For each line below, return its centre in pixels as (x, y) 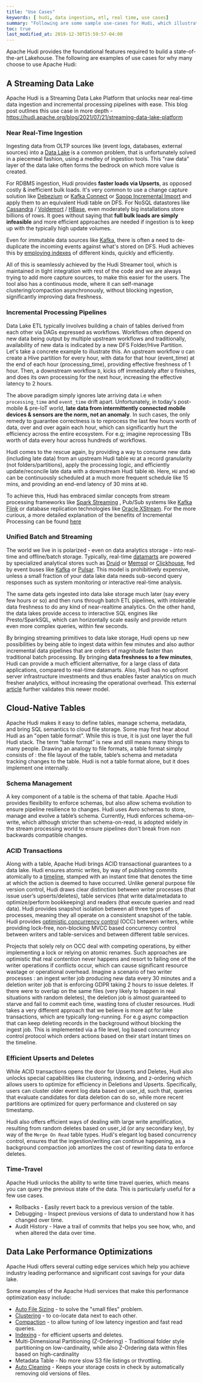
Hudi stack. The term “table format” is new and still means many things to (98, 742)
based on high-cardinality (47, 1354)
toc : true (19, 29)
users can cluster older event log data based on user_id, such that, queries (99, 1090)
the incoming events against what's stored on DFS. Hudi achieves (112, 247)
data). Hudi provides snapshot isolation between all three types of (88, 909)
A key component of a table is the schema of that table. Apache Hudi (92, 796)
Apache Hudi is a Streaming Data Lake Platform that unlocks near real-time (100, 98)
